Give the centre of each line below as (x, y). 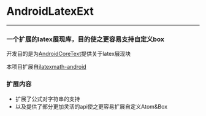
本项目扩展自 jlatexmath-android (47, 67)
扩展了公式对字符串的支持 (48, 99)
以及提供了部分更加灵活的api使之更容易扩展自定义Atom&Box (91, 106)
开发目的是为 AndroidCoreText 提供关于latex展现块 (69, 54)
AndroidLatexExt (50, 11)
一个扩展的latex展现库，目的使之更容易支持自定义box (85, 39)
